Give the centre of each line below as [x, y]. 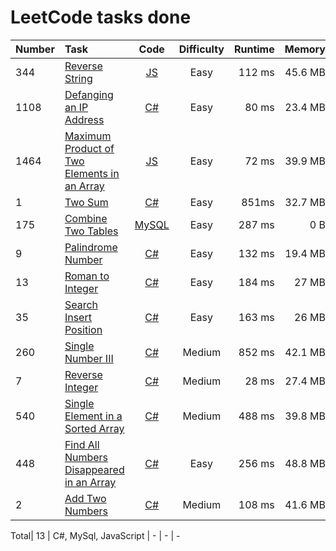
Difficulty [201, 49]
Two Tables [91, 231]
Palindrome [91, 247]
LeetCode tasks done [101, 17]
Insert [78, 317]
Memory [305, 49]
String [78, 78]
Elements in [92, 173]
